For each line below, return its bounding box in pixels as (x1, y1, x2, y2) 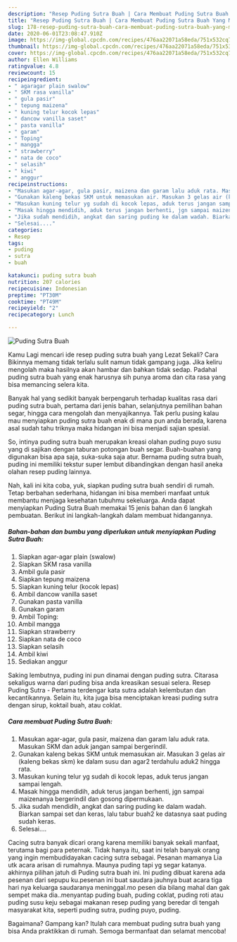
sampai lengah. (18, 779, 63, 788)
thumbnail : (8, 43, 40, 50)
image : (8, 37, 27, 44)
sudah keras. (18, 817, 56, 825)
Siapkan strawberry (18, 627, 76, 636)
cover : (8, 50, 27, 57)
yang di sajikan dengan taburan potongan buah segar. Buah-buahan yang (8, 445, 222, 453)
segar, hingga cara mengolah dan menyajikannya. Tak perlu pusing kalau (8, 409, 219, 417)
